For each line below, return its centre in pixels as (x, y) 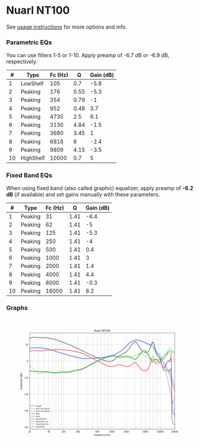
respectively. (22, 62)
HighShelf (33, 158)
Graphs (17, 308)
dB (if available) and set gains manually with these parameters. (83, 195)
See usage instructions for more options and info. (67, 27)
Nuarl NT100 (38, 10)
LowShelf (32, 83)
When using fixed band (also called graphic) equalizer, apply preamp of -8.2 (100, 188)
